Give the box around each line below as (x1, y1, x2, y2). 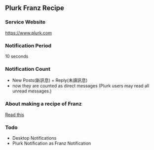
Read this (5, 112, 25, 118)
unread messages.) (12, 88, 52, 94)
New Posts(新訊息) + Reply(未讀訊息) (12, 77, 88, 83)
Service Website (5, 19, 46, 26)
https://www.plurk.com (5, 30, 52, 36)
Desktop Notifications (12, 135, 57, 141)
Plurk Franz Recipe (5, 4, 64, 12)
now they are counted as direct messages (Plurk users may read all (12, 83, 150, 89)
